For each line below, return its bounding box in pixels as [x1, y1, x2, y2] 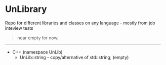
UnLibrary [5, 3, 47, 15]
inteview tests [5, 25, 34, 31]
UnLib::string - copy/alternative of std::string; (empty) [19, 54, 129, 60]
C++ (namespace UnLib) [12, 49, 63, 55]
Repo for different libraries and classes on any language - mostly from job [5, 20, 156, 26]
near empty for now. [17, 35, 59, 41]
